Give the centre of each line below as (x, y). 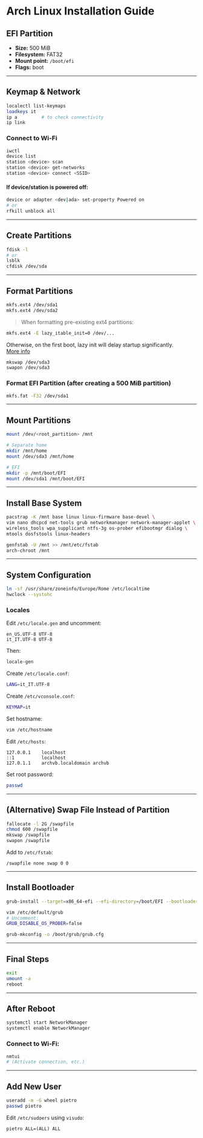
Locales (18, 610)
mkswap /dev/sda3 (28, 362)
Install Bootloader (40, 888)
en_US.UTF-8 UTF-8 (29, 634)
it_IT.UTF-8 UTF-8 (29, 639)
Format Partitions (40, 291)
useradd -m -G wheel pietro (42, 1100)
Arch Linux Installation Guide (80, 11)
